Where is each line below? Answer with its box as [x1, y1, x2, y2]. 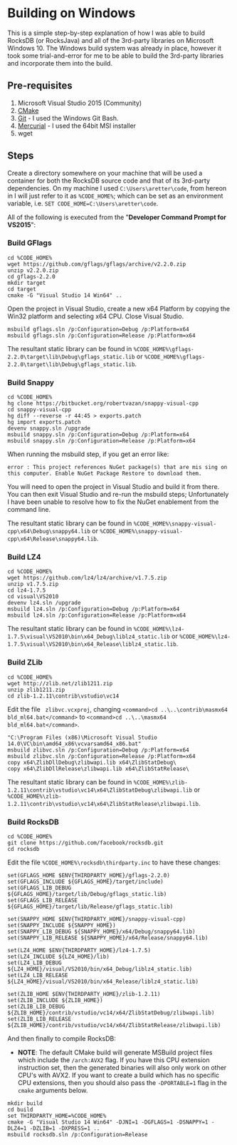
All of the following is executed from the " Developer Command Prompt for [7, 213, 226, 221]
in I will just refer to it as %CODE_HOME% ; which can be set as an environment [7, 191, 223, 200]
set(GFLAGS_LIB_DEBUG [7, 884, 72, 892]
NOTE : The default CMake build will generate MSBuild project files [17, 1048, 213, 1057]
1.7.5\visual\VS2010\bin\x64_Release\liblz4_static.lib [7, 641, 177, 648]
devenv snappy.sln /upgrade [7, 425, 91, 433]
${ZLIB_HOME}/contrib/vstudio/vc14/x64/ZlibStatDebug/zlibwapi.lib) [7, 1009, 215, 1017]
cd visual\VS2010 [7, 593, 59, 600]
